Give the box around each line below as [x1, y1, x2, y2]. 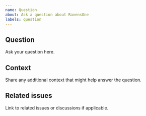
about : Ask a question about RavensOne [5, 12, 89, 17]
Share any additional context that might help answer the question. [5, 77, 142, 83]
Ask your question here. [5, 49, 55, 55]
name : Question [5, 7, 37, 13]
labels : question [5, 17, 42, 22]
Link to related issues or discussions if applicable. [5, 104, 109, 111]
